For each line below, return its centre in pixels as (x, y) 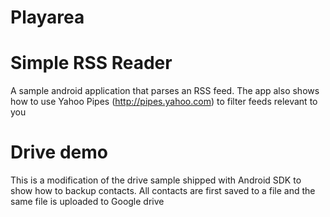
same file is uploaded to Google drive (87, 202)
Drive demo (59, 152)
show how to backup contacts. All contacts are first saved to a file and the (163, 191)
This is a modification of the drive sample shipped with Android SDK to (156, 180)
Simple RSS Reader (91, 63)
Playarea (47, 17)
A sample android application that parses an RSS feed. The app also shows (165, 91)
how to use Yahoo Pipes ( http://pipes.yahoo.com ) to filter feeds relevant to (164, 102)
